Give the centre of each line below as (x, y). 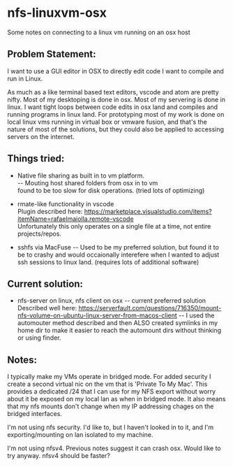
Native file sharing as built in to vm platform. (81, 175)
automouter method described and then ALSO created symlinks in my (118, 323)
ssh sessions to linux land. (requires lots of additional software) (108, 262)
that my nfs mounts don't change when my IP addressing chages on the (111, 406)
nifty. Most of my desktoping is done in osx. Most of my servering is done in (116, 99)
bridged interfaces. (35, 414)
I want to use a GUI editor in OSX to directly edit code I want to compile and (116, 71)
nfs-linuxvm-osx (57, 13)
